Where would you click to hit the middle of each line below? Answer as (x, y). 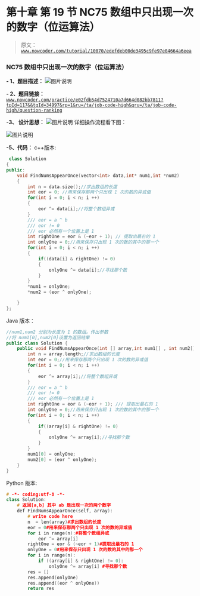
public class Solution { (37, 343)
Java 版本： (21, 321)
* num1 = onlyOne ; (49, 287)
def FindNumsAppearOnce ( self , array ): (65, 511)
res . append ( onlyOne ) (53, 577)
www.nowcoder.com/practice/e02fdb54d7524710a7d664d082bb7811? (85, 100)
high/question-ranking (34, 110)
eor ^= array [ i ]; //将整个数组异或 (78, 376)
